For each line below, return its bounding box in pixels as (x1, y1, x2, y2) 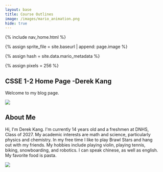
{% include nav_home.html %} (5, 34, 66, 40)
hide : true (5, 21, 27, 26)
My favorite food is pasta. (5, 152, 57, 158)
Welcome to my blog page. (5, 90, 60, 96)
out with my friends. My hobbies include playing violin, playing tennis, (5, 142, 146, 147)
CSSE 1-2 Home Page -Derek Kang (5, 77, 112, 85)
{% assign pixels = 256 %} (5, 63, 59, 69)
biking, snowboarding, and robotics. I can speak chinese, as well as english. (5, 147, 158, 153)
